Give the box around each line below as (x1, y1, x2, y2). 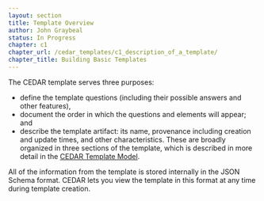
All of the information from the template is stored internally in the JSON (8, 167, 240, 176)
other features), (19, 100, 71, 111)
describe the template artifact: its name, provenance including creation (19, 126, 251, 135)
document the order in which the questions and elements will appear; (19, 109, 247, 119)
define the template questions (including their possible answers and (19, 93, 242, 102)
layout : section (8, 11, 62, 20)
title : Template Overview (8, 19, 94, 27)
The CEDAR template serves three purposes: (8, 77, 155, 87)
